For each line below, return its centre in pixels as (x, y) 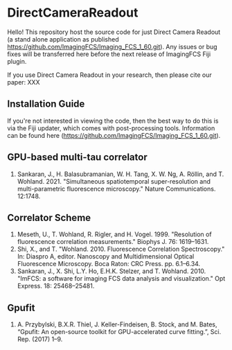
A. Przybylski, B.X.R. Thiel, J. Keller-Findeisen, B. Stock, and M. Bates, (117, 324)
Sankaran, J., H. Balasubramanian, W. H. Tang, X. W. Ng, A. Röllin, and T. (121, 174)
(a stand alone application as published (63, 39)
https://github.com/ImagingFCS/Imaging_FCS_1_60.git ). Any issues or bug (112, 46)
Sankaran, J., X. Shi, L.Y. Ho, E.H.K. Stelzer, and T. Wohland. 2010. (111, 271)
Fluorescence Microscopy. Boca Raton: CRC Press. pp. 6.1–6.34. (109, 264)
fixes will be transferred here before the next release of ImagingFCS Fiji (109, 54)
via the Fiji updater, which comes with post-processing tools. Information (111, 128)
